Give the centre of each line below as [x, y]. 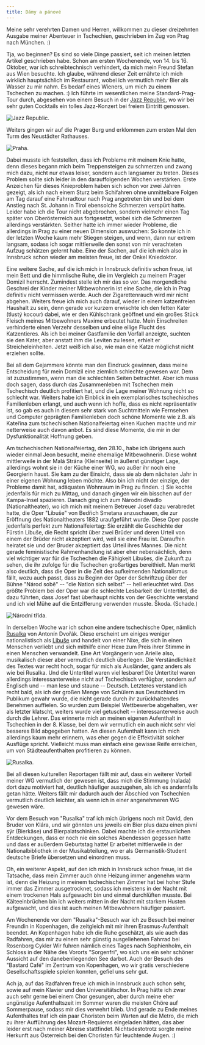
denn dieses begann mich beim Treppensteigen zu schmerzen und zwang [99, 166]
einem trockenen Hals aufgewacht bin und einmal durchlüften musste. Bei [99, 895]
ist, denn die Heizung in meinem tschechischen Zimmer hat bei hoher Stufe [101, 882]
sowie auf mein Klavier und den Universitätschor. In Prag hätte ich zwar [96, 989]
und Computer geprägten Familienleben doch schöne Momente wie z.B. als [101, 417]
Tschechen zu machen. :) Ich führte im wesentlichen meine [81, 93]
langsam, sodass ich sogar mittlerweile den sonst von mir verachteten [94, 244]
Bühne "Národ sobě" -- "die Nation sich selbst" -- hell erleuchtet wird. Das [100, 584]
